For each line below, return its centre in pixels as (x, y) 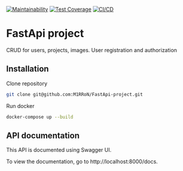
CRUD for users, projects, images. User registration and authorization (92, 50)
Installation (28, 69)
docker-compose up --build (40, 117)
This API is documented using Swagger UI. (59, 150)
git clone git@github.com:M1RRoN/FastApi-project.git (75, 94)
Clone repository (27, 83)
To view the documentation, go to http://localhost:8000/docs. (82, 161)
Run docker (20, 106)
